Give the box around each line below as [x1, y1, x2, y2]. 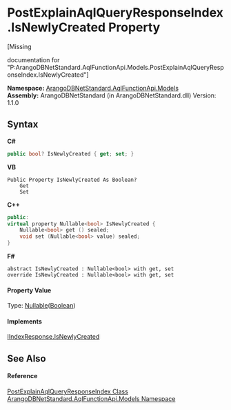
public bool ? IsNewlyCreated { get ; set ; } [7, 150, 134, 157]
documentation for [7, 55, 60, 64]
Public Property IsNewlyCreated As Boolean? [7, 176, 137, 183]
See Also [7, 353, 46, 364]
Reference [7, 372, 38, 380]
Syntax [7, 119, 39, 131]
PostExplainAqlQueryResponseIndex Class [7, 387, 129, 395]
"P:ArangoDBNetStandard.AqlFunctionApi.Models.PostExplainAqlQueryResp [7, 63, 224, 71]
